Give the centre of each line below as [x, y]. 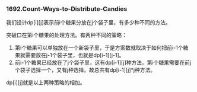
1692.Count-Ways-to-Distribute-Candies [67, 9]
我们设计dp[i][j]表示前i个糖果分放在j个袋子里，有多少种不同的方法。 [88, 23]
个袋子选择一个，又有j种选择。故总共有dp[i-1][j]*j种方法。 [85, 70]
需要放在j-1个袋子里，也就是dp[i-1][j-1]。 [75, 55]
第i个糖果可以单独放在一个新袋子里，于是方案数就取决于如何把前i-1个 [99, 48]
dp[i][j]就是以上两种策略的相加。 [46, 83]
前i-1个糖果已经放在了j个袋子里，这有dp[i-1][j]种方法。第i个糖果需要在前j [103, 63]
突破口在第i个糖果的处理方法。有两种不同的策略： [67, 35]
